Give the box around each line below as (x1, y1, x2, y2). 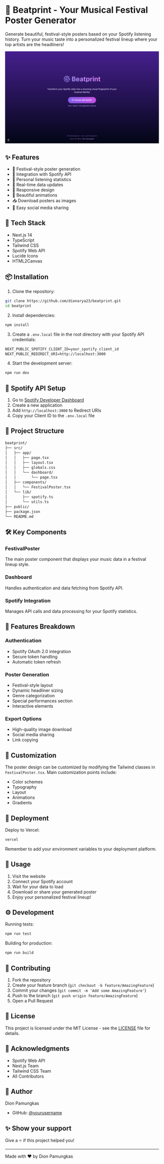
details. (5, 1030, 20, 1036)
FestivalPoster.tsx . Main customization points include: (5, 769, 117, 775)
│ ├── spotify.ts (5, 494, 54, 500)
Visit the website (12, 873, 46, 879)
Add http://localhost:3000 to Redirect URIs (12, 407, 102, 413)
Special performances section (12, 698, 73, 704)
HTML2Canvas (12, 258, 42, 264)
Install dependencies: (12, 313, 56, 318)
